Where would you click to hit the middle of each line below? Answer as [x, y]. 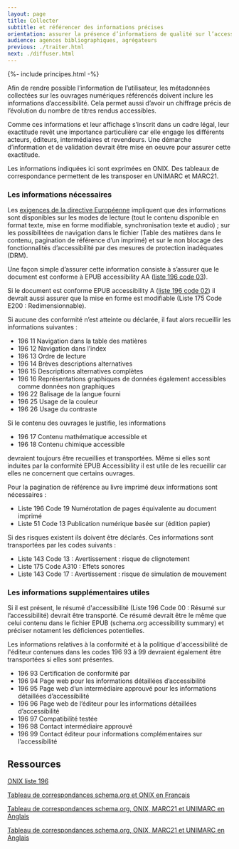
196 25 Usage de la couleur [58, 402]
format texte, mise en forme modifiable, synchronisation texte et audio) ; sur [119, 225]
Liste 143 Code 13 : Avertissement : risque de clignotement [103, 559]
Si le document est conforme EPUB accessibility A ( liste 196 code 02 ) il [111, 291]
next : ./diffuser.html [41, 54]
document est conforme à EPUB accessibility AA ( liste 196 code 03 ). [108, 277]
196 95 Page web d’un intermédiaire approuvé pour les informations [117, 689]
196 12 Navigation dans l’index [62, 349]
